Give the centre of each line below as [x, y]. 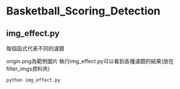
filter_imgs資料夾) [28, 69]
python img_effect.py [33, 80]
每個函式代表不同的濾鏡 [35, 48]
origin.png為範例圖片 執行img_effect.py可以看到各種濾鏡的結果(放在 [90, 61]
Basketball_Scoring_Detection [83, 11]
